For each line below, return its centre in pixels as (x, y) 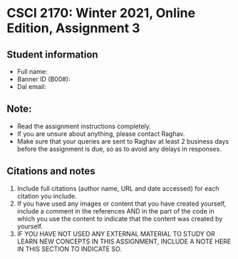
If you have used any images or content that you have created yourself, (121, 203)
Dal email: (32, 86)
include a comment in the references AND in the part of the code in (115, 211)
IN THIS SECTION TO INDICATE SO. (69, 249)
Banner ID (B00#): (43, 79)
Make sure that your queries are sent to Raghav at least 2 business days (123, 141)
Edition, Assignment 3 (73, 28)
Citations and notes (51, 171)
